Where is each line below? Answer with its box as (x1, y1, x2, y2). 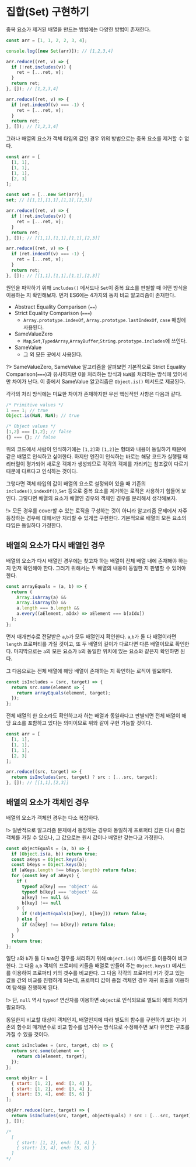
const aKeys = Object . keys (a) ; (11, 856, 87, 863)
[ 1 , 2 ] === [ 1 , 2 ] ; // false (6, 429, 72, 435)
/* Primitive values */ (6, 402, 64, 408)
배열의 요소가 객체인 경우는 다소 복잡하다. (6, 814, 100, 821)
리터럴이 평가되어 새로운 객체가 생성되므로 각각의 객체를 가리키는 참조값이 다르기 (6, 460, 188, 467)
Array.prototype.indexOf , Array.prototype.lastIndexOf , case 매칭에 (23, 316, 186, 323)
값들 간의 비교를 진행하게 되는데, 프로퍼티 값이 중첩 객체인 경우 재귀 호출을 (6, 977, 174, 984)
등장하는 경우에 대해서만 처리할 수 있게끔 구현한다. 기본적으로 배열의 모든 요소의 (6, 514, 187, 521)
